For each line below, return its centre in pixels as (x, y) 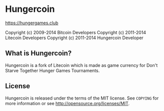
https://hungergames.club (32, 23)
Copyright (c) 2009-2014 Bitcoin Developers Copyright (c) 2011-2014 (76, 32)
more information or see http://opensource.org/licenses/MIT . (68, 103)
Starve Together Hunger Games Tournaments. (52, 70)
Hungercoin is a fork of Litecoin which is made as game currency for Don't (82, 65)
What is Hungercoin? (39, 53)
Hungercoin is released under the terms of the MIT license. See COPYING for (82, 98)
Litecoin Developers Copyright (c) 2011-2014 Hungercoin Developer (74, 38)
